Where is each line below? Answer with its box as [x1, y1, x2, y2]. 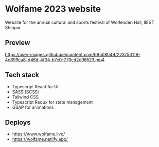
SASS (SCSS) [12, 89, 39, 95]
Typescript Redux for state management [12, 99, 93, 105]
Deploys [5, 118, 31, 127]
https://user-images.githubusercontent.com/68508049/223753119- [5, 51, 141, 57]
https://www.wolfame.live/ [12, 131, 65, 137]
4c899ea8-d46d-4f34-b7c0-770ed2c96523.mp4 [5, 57, 105, 63]
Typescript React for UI [12, 83, 59, 89]
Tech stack [5, 71, 39, 79]
